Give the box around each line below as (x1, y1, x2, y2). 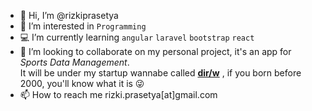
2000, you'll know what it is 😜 (19, 78, 145, 89)
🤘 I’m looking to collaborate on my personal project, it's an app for (19, 46, 292, 57)
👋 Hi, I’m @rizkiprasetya (19, 10, 119, 21)
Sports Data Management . (19, 56, 130, 68)
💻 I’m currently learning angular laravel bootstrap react (19, 31, 255, 43)
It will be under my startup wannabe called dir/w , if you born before (19, 67, 302, 79)
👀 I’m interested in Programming (19, 20, 147, 32)
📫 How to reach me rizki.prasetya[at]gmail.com (19, 89, 218, 100)
